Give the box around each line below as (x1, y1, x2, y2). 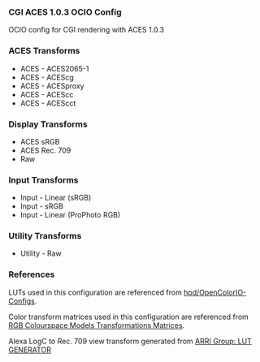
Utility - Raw (19, 248, 63, 258)
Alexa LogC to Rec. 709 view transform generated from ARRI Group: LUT (8, 336, 252, 346)
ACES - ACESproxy (19, 80, 84, 91)
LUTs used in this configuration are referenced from (8, 287, 183, 297)
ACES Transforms (8, 45, 80, 57)
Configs (8, 295, 35, 306)
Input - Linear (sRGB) (19, 193, 92, 203)
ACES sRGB (19, 136, 60, 146)
